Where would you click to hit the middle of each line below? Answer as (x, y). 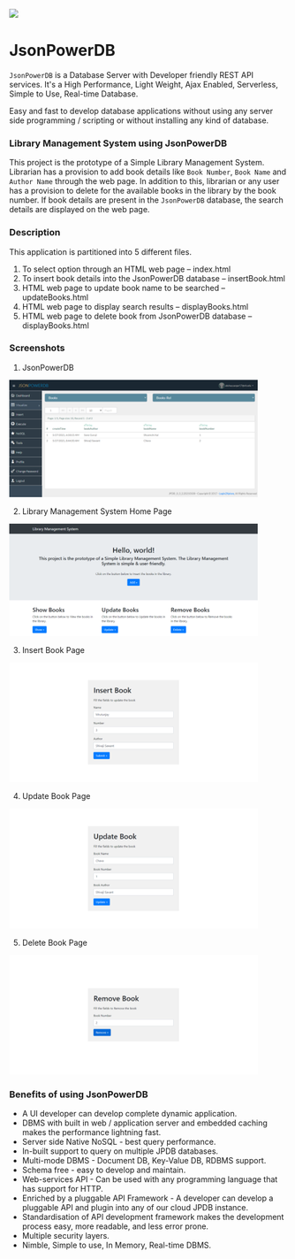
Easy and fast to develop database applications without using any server (141, 111)
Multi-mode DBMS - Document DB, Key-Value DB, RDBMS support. (144, 1160)
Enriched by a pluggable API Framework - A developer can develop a (147, 1198)
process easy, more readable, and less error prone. (115, 1226)
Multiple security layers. (66, 1236)
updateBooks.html (55, 297)
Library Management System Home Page (97, 511)
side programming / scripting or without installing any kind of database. (139, 120)
